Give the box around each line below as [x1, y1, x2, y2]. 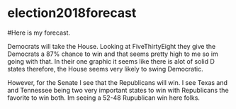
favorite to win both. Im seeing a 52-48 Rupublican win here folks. [7, 93, 201, 102]
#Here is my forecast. [7, 28, 71, 37]
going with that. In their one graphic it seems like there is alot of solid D [7, 57, 215, 65]
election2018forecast [7, 5, 137, 21]
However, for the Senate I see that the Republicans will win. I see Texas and [7, 78, 228, 86]
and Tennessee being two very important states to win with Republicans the [7, 86, 229, 94]
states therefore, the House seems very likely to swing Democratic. [7, 64, 203, 73]
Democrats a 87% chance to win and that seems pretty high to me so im [7, 50, 218, 58]
